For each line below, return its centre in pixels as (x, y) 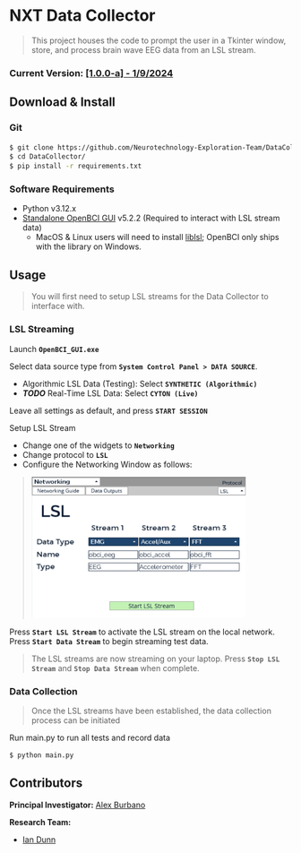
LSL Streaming (42, 330)
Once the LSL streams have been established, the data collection (151, 711)
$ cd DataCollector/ (48, 157)
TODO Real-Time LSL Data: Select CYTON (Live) (110, 393)
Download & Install (63, 103)
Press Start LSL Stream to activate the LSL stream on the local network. (142, 632)
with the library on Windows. (88, 246)
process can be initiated (76, 720)
